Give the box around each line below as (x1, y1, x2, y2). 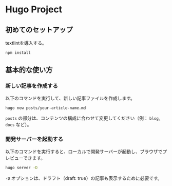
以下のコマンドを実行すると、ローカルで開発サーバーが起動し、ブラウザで (5, 148, 163, 155)
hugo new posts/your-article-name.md (5, 105, 86, 110)
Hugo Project (5, 4, 63, 15)
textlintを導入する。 (5, 40, 47, 46)
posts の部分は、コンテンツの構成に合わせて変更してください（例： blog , (5, 115, 160, 121)
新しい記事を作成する (5, 82, 58, 89)
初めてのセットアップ (5, 25, 73, 34)
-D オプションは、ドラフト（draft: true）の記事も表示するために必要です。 (5, 175, 163, 181)
